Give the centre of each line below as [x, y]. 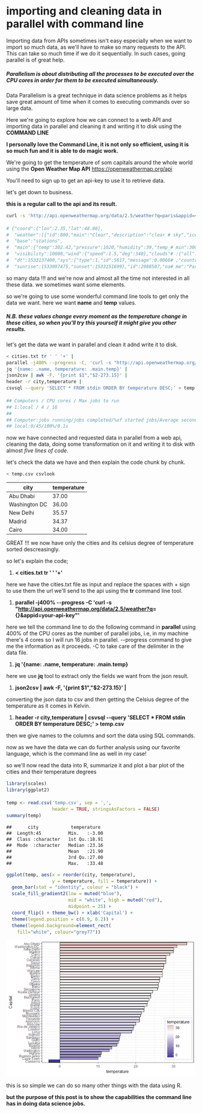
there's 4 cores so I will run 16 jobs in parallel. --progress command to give [99, 640]
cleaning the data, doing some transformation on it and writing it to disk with [101, 444]
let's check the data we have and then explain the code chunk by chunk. [96, 462]
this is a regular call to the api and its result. [62, 204]
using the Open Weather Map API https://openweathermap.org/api [89, 169]
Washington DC [28, 504]
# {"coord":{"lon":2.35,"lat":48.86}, [55, 228]
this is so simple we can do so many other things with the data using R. [94, 1086]
